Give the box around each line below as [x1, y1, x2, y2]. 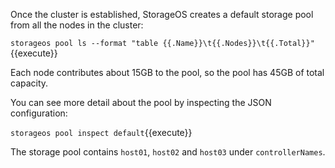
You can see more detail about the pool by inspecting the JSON [10, 97, 272, 108]
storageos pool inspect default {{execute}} [10, 127, 193, 138]
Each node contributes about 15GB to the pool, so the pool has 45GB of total [10, 67, 325, 78]
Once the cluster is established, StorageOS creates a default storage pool [10, 9, 314, 20]
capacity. [10, 77, 49, 89]
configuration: [10, 107, 68, 119]
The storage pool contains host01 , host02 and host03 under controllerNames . [10, 146, 326, 158]
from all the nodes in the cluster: [10, 19, 144, 31]
